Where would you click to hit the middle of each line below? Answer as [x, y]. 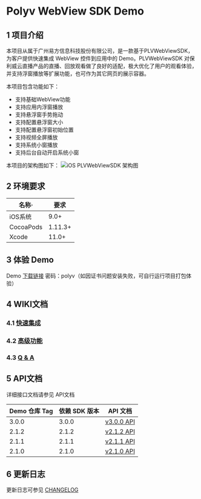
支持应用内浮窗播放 [39, 107]
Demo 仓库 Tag [31, 411]
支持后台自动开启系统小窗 [47, 152]
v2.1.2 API [120, 431]
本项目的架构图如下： [33, 165]
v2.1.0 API [120, 451]
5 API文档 [25, 378]
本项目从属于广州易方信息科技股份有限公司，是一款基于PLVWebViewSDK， [100, 51]
